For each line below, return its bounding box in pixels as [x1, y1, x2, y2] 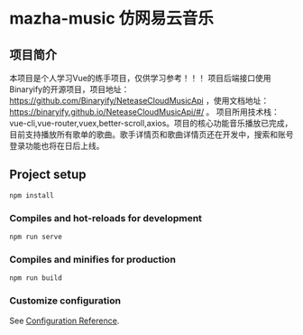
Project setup [9, 167, 87, 182]
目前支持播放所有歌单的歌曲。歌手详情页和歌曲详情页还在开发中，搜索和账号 [9, 129, 294, 140]
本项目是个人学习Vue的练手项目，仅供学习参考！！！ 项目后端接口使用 [9, 73, 272, 83]
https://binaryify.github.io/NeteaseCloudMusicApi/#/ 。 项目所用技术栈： [9, 107, 280, 117]
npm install [9, 191, 54, 200]
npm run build [9, 274, 63, 283]
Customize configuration [9, 294, 122, 307]
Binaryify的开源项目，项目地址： [9, 84, 130, 95]
